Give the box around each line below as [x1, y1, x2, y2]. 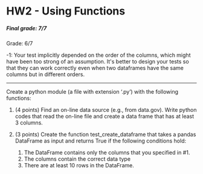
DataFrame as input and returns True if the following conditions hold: [14, 137, 186, 144]
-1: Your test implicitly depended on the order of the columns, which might [6, 51, 191, 59]
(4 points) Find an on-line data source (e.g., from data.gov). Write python [14, 106, 197, 114]
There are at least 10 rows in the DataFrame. [24, 162, 134, 169]
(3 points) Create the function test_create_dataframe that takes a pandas [14, 131, 196, 138]
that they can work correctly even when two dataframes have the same [6, 65, 184, 72]
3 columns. [14, 119, 43, 126]
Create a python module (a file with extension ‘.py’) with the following [6, 88, 178, 95]
